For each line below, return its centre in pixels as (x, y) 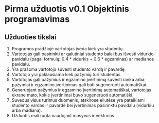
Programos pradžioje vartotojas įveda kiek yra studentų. (68, 49)
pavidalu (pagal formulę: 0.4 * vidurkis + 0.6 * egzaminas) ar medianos (83, 59)
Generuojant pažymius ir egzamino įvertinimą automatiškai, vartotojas (81, 90)
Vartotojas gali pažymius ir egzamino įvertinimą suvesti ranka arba (78, 79)
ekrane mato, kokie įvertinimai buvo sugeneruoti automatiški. (72, 95)
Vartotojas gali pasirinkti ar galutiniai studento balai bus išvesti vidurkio (82, 54)
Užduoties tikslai (30, 37)
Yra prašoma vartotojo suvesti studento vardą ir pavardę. (69, 69)
